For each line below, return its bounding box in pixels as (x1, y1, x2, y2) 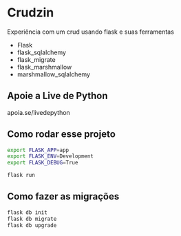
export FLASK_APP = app (7, 147, 70, 153)
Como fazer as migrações (7, 191, 120, 202)
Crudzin (7, 5, 54, 21)
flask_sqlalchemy (17, 48, 67, 56)
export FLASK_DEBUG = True (7, 160, 78, 167)
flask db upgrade (7, 222, 57, 228)
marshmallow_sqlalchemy (17, 70, 91, 78)
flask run (7, 172, 36, 179)
